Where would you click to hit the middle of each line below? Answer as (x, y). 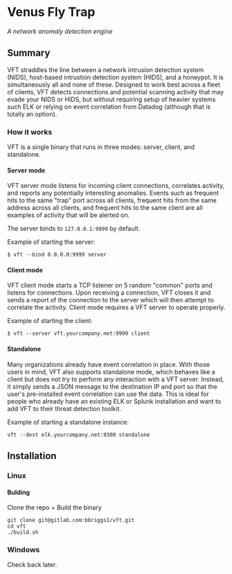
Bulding (18, 492)
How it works (30, 132)
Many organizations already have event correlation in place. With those (108, 364)
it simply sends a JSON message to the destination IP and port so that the (112, 386)
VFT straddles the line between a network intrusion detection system (106, 69)
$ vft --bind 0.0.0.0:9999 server (57, 255)
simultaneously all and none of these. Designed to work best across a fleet (114, 85)
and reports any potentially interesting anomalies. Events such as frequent (113, 193)
